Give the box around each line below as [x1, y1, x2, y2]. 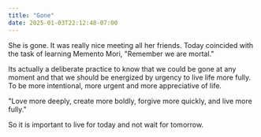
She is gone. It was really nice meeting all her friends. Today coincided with [8, 40, 254, 50]
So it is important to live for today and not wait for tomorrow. [8, 120, 203, 129]
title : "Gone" [8, 11, 55, 20]
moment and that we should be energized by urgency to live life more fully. [8, 72, 252, 82]
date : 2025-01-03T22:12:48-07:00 [8, 19, 118, 27]
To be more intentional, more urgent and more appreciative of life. [8, 80, 222, 91]
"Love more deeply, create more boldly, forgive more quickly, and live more [8, 96, 252, 106]
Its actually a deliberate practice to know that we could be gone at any [8, 64, 237, 73]
